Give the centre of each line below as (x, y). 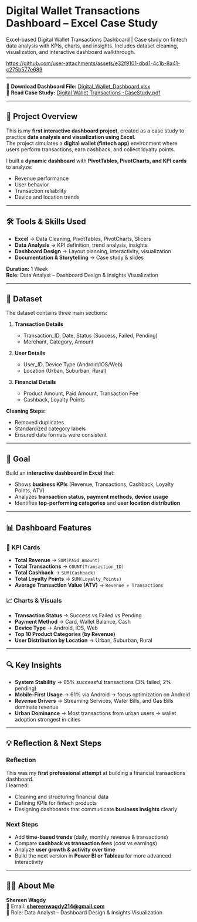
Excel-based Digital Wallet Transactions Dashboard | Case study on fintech (97, 39)
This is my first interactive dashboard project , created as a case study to (95, 131)
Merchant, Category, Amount (58, 342)
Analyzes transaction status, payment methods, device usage (91, 497)
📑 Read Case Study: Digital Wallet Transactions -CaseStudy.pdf (83, 93)
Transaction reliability (40, 190)
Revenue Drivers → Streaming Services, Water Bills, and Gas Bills (94, 700)
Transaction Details (39, 324)
